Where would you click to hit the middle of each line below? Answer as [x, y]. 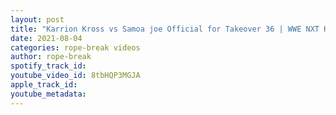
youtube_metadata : [48, 94]
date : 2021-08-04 [46, 38]
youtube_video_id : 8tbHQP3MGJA [75, 76]
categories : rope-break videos [75, 47]
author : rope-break [51, 57]
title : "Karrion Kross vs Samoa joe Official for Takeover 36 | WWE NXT [165, 29]
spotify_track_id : [48, 66]
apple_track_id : [44, 85]
